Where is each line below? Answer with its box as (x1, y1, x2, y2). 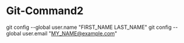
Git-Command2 (6, 4, 84, 18)
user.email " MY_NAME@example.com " (22, 29, 117, 37)
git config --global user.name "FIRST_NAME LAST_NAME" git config (6, 24, 172, 31)
